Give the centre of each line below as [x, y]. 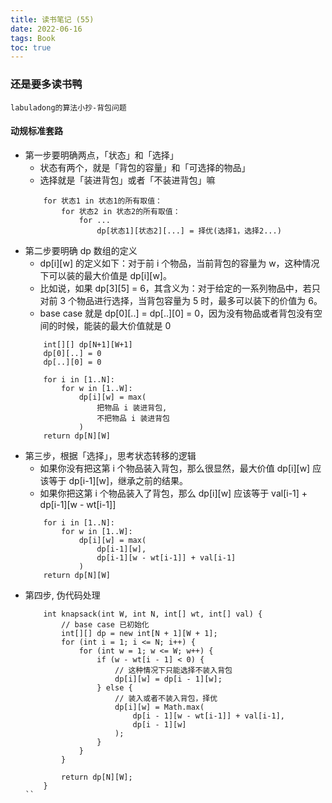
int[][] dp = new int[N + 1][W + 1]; [139, 633]
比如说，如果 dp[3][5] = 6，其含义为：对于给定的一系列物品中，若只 [180, 288]
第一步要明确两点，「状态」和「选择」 [101, 155]
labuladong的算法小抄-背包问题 [68, 107]
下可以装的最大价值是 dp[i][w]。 [105, 275]
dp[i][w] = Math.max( [159, 707]
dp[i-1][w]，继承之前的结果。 [128, 480]
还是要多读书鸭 [46, 84]
